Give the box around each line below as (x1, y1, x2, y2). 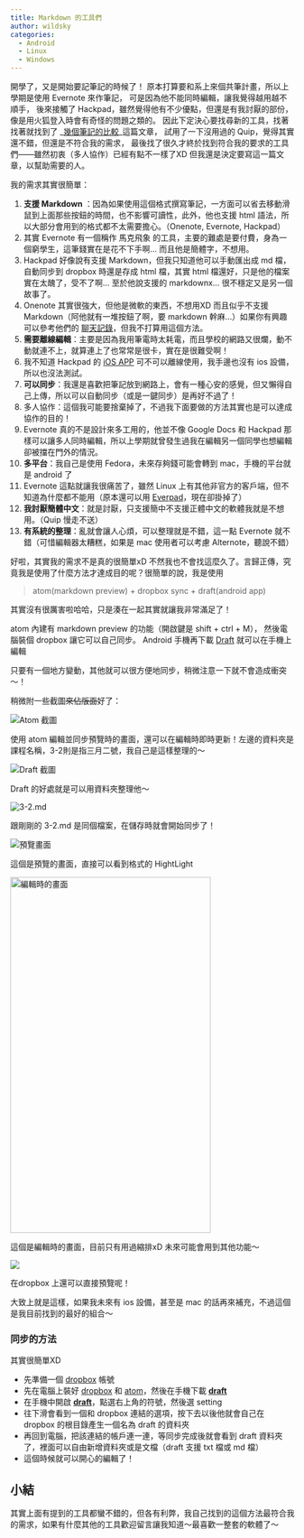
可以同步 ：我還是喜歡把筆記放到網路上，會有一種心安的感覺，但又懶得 (23, 379, 285, 389)
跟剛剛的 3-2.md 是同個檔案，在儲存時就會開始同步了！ (10, 820, 216, 830)
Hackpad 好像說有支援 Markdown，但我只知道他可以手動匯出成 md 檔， (23, 255, 291, 265)
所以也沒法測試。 (23, 367, 88, 378)
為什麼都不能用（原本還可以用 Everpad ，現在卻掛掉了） (39, 492, 247, 502)
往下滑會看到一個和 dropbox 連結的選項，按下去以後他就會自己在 (23, 1408, 265, 1419)
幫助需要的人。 (33, 160, 89, 171)
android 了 (33, 469, 73, 479)
